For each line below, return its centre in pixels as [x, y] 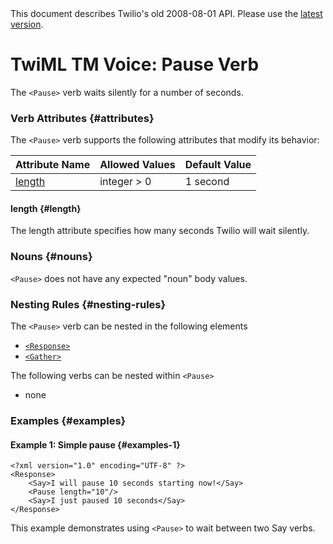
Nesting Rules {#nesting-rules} [88, 304]
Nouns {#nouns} [51, 257]
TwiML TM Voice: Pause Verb [135, 64]
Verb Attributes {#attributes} [82, 118]
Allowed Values [137, 165]
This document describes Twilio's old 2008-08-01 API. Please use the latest [166, 13]
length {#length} [46, 208]
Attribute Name [53, 165]
